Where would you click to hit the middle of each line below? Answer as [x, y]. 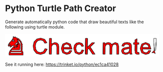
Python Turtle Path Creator [61, 8]
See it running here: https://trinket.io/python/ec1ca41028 [62, 64]
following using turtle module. [35, 27]
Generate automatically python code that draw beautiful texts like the [74, 22]
